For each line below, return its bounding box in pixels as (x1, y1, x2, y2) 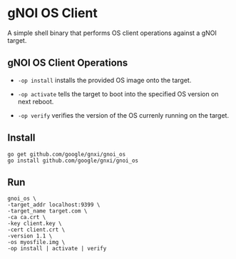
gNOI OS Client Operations (7, 57, 128, 69)
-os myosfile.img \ (7, 239, 66, 246)
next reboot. (17, 97, 54, 106)
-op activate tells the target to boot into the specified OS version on (17, 89, 219, 98)
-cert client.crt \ (7, 226, 66, 233)
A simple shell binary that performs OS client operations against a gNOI (7, 29, 217, 37)
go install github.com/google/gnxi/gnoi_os (7, 157, 139, 164)
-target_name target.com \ (7, 208, 88, 215)
